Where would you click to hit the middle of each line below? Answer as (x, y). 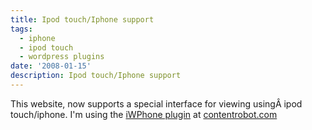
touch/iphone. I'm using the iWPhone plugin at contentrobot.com (144, 114)
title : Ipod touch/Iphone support (82, 19)
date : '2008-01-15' (51, 66)
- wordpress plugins (62, 57)
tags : (21, 29)
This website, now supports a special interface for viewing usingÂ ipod (156, 103)
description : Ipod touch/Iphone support (96, 76)
